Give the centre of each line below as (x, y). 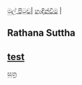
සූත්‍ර (12, 74)
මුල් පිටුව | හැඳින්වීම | (35, 11)
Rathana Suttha (41, 33)
